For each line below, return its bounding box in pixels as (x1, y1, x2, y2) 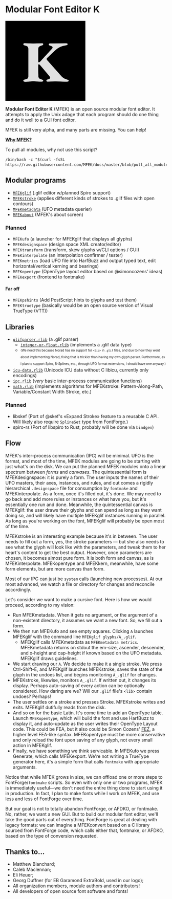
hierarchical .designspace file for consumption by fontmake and (5, 485, 138, 491)
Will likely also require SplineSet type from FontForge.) (12, 419, 128, 425)
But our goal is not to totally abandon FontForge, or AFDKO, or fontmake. (5, 805, 159, 812)
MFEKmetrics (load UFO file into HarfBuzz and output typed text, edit (12, 257, 156, 264)
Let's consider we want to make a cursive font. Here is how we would (5, 596, 152, 602)
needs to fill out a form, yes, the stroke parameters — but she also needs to (5, 538, 165, 544)
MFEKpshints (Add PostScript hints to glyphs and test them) (12, 297, 137, 303)
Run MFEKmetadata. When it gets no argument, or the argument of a (12, 611, 158, 618)
